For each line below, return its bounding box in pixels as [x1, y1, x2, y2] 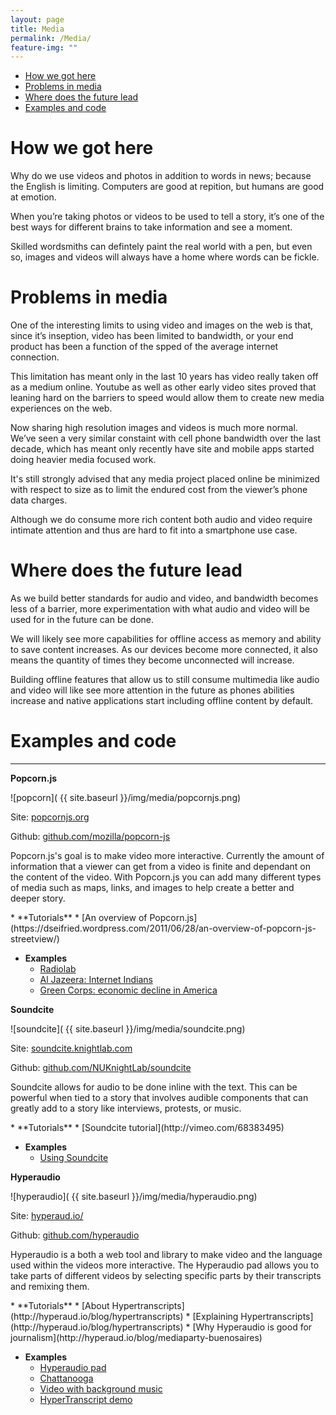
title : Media [10, 24, 65, 34]
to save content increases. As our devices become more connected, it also [10, 644, 318, 656]
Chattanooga [39, 1372, 94, 1384]
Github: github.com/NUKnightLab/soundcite [10, 1062, 192, 1073]
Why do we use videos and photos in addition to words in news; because [10, 170, 312, 182]
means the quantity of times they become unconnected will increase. [10, 654, 295, 666]
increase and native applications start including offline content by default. [10, 695, 314, 707]
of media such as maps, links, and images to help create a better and [10, 882, 295, 893]
